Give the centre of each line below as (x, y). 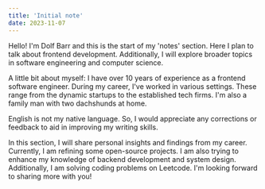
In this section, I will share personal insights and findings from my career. (128, 142)
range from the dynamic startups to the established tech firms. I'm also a (128, 94)
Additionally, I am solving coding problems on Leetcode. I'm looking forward (133, 168)
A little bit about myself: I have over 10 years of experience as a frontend (127, 78)
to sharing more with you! (50, 176)
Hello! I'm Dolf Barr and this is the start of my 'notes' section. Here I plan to (131, 45)
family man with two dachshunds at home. (78, 103)
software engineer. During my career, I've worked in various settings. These (132, 86)
